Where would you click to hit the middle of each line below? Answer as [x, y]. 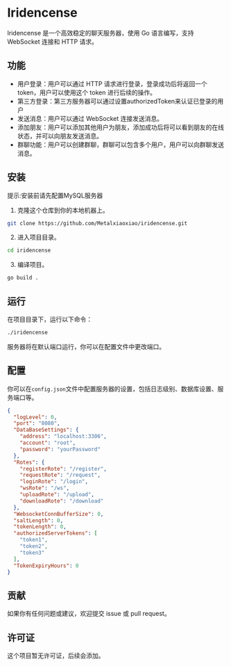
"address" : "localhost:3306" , [63, 437]
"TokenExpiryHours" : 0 [46, 566]
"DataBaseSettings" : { [46, 430]
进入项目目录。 [38, 237]
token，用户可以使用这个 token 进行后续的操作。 [86, 92]
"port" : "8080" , [37, 423]
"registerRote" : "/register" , [63, 469]
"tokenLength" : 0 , [40, 527]
